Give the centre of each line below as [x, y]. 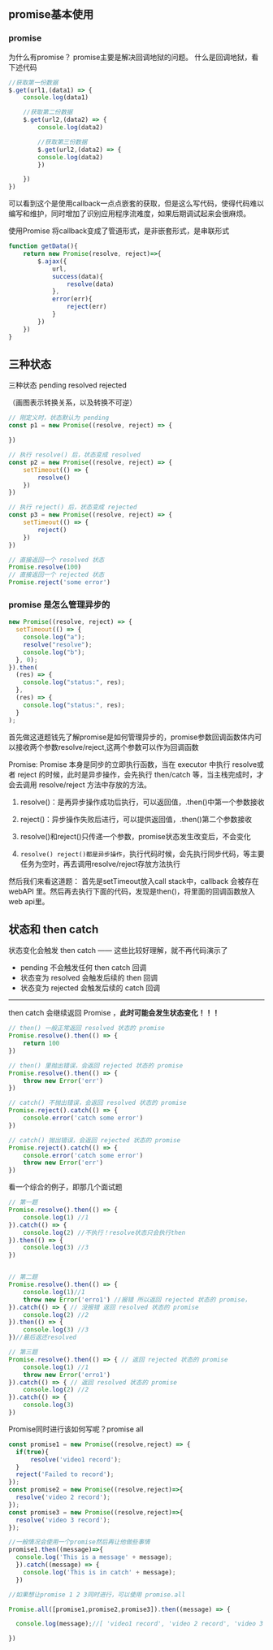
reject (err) [87, 307]
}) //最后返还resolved [43, 1338]
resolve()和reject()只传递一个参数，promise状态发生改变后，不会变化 [135, 836]
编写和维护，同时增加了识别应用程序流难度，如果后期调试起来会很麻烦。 [129, 214]
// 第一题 [23, 1202]
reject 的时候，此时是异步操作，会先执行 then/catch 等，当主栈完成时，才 [141, 774]
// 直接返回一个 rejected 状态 [56, 575]
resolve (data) [90, 284]
